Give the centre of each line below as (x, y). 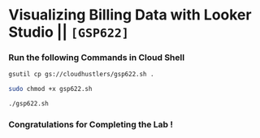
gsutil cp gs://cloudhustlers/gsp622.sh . (81, 75)
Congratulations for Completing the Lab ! (91, 125)
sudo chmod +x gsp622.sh (50, 89)
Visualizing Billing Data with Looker (130, 15)
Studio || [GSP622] (69, 32)
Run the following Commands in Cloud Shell (97, 58)
